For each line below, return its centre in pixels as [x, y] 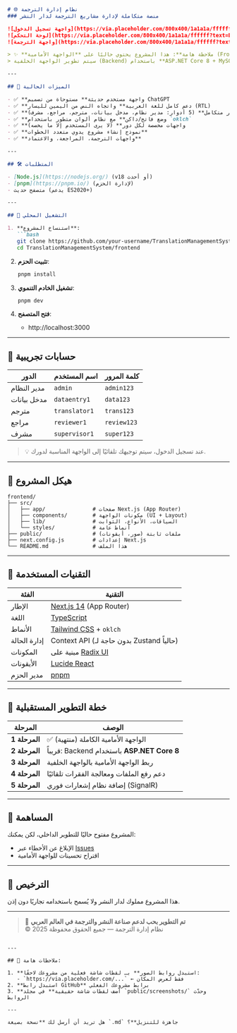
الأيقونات [24, 664]
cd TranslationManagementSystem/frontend [78, 247]
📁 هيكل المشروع [40, 481]
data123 [117, 400]
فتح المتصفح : [34, 314]
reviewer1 [70, 423]
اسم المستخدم [76, 377]
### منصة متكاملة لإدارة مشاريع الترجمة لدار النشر [83, 16]
